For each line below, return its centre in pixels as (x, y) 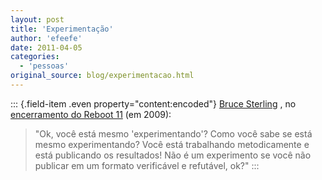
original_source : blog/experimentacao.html (102, 76)
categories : (35, 57)
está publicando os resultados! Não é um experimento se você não (173, 155)
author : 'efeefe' (46, 38)
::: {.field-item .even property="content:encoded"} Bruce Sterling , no (153, 103)
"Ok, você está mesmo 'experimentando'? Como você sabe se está (173, 133)
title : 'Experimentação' (62, 29)
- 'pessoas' (44, 66)
